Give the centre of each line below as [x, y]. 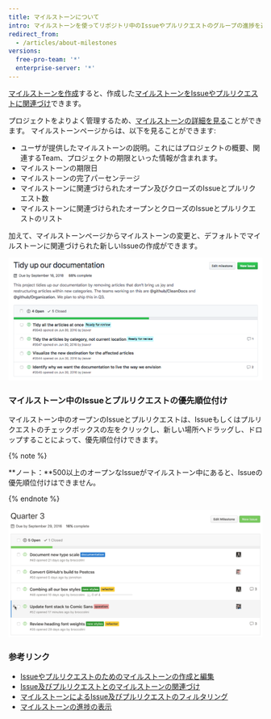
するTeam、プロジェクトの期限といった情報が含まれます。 [124, 158]
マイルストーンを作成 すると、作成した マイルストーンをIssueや [112, 93]
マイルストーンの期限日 [59, 168]
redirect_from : [34, 34]
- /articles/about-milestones [66, 43]
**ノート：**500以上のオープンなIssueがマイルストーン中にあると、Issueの [135, 472]
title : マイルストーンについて [54, 17]
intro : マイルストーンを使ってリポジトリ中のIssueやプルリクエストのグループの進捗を [135, 25]
